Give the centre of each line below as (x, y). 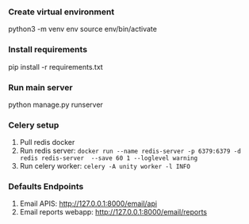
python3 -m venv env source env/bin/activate (82, 29)
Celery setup (34, 125)
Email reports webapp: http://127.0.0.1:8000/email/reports (113, 212)
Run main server (40, 87)
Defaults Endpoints (46, 187)
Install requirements (48, 50)
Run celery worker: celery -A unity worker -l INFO (105, 166)
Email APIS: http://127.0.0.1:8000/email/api (88, 203)
